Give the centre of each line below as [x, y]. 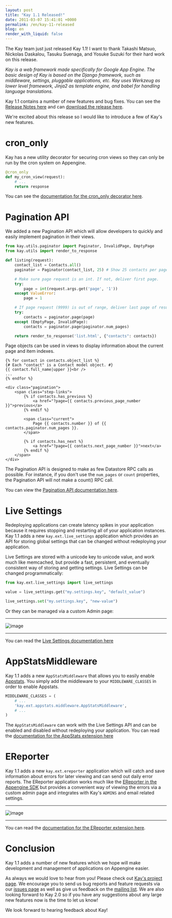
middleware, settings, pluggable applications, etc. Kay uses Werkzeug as [83, 80]
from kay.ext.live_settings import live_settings [59, 583]
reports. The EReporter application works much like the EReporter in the [81, 782]
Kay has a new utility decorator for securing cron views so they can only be [85, 157]
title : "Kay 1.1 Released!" [35, 15]
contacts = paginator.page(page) [59, 317]
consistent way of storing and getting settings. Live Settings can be [76, 568]
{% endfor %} [19, 379]
